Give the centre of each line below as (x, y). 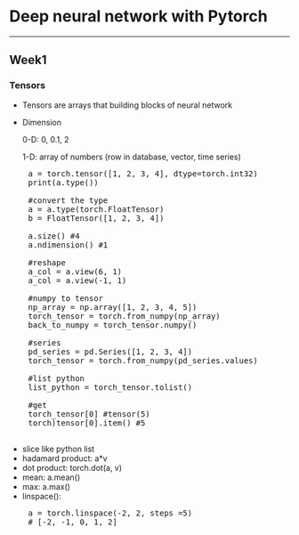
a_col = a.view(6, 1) (75, 272)
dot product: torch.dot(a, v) (72, 467)
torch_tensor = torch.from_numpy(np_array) (124, 316)
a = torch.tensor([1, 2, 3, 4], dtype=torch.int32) (143, 174)
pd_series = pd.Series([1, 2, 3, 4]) (110, 352)
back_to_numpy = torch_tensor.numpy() (113, 325)
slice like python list (58, 449)
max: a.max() (46, 486)
